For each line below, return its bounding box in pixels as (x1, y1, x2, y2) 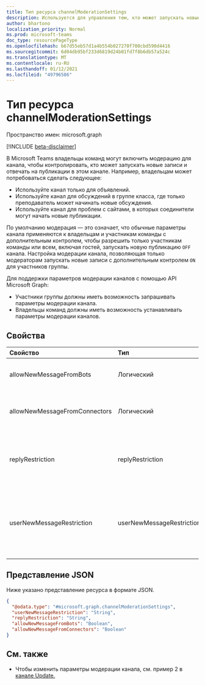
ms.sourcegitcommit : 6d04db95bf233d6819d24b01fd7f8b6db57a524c (6, 49, 171, 55)
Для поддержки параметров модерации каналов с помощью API (6, 275, 177, 282)
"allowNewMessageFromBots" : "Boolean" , (12, 621, 113, 627)
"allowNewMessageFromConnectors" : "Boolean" (12, 626, 127, 633)
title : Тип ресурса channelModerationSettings (6, 9, 127, 15)
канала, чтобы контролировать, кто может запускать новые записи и (6, 161, 187, 169)
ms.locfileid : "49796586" (6, 72, 72, 78)
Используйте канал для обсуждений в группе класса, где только (15, 193, 185, 200)
